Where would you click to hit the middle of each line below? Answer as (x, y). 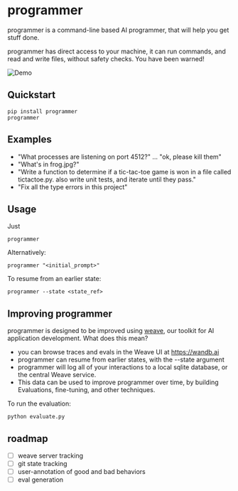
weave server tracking (50, 455)
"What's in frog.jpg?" (48, 164)
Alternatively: (27, 253)
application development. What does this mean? (78, 338)
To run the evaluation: (39, 403)
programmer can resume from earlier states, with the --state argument (121, 360)
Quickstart (32, 95)
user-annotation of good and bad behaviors (81, 472)
